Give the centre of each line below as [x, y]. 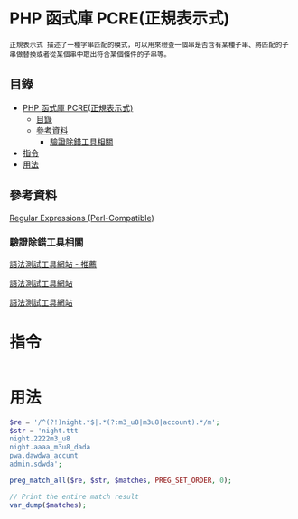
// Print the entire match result [74, 496]
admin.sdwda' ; [36, 464]
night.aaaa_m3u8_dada [50, 448]
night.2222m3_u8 [40, 439]
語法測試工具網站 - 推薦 [53, 264]
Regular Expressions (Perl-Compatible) [82, 218]
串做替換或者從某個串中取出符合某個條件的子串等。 [90, 54]
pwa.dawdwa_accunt [44, 456]
